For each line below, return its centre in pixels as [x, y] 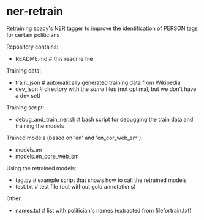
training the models [40, 126]
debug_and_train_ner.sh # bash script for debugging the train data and [104, 119]
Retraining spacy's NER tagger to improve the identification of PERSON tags [102, 28]
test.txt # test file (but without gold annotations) [75, 186]
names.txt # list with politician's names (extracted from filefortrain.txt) [103, 210]
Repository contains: [32, 47]
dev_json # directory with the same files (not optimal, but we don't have [106, 89]
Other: [14, 198]
